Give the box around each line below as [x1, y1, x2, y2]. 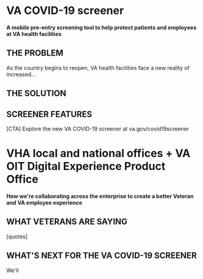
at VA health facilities [6, 30, 62, 37]
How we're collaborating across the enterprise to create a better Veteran [6, 192, 194, 200]
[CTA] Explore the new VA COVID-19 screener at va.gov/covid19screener [6, 125, 190, 132]
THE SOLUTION [6, 88, 66, 99]
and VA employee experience [6, 199, 82, 206]
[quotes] [6, 233, 28, 240]
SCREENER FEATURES [6, 109, 93, 119]
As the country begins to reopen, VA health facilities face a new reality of [6, 64, 190, 71]
